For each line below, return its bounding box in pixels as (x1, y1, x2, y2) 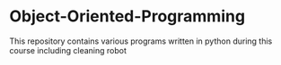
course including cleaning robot (9, 45, 127, 55)
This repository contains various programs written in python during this (9, 36, 273, 46)
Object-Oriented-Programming (9, 6, 245, 27)
